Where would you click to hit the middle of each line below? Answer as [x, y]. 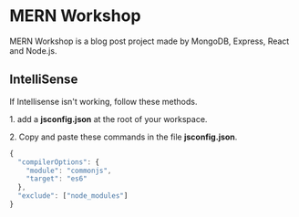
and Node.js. [33, 50]
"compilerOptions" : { [59, 162]
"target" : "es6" [57, 179]
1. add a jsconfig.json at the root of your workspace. [108, 119]
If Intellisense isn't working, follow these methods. [103, 101]
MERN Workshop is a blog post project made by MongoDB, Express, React [149, 41]
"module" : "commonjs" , [69, 170]
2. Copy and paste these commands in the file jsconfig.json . [124, 137]
